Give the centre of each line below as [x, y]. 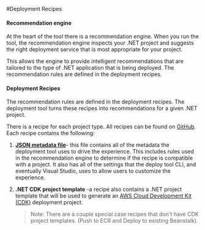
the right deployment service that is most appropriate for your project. [95, 50]
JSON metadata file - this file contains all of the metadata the [92, 145]
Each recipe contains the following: [50, 133]
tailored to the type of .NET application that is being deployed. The [90, 68]
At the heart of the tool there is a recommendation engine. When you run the [102, 37]
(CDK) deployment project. [49, 202]
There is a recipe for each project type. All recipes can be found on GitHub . [101, 127]
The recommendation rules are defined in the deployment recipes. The [95, 102]
